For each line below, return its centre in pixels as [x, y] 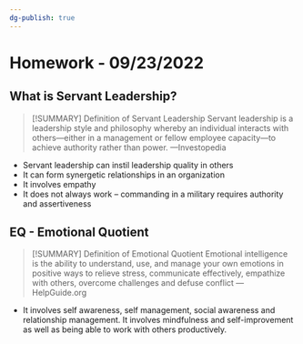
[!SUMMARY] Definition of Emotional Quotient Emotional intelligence [160, 254]
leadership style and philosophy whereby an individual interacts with [160, 127]
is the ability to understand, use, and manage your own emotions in [157, 264]
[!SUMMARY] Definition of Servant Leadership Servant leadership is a [162, 118]
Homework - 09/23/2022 [107, 62]
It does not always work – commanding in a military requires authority [153, 194]
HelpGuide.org [59, 293]
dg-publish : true [42, 18]
